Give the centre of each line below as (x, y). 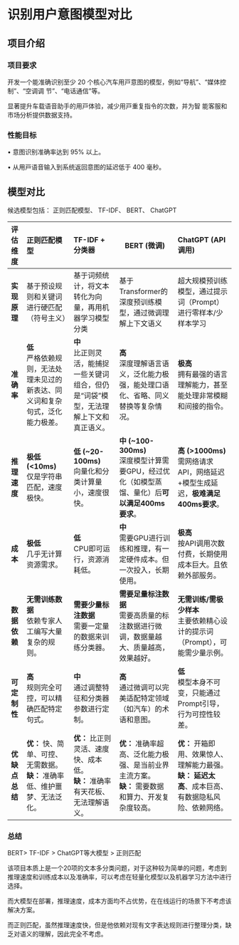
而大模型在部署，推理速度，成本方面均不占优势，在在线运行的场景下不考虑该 (119, 901)
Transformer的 (144, 291)
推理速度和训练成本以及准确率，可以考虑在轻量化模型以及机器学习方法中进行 (119, 877)
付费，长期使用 (203, 554)
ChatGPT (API (202, 239)
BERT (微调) (145, 245)
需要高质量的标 (144, 615)
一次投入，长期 (144, 570)
